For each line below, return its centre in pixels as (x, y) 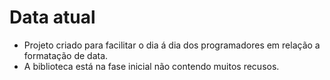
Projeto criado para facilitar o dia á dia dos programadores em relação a (172, 45)
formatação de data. (66, 55)
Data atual (52, 17)
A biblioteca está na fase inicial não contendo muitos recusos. (151, 66)
